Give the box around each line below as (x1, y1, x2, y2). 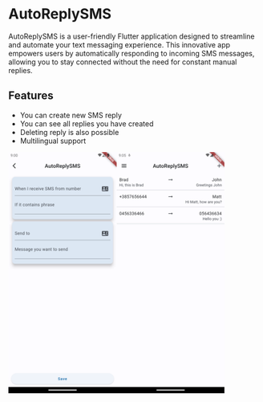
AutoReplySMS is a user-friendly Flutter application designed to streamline (8, 31, 255, 41)
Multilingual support (19, 136, 87, 146)
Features (8, 89, 54, 103)
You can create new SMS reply (19, 110, 123, 120)
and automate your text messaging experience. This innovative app (8, 39, 231, 49)
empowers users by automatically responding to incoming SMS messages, (8, 48, 255, 58)
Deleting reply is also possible (19, 127, 119, 137)
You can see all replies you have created (19, 118, 154, 129)
